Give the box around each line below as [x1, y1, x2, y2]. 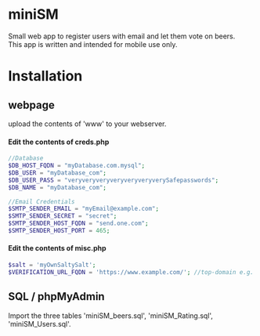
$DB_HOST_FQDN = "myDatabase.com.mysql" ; [8, 162, 146, 170]
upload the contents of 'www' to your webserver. [8, 119, 167, 128]
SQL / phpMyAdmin [8, 290, 105, 303]
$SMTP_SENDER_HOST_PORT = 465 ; [8, 227, 110, 235]
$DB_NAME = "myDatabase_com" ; [8, 183, 107, 191]
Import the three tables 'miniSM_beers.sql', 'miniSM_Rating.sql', [8, 311, 214, 320]
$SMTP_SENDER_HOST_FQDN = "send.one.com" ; [8, 219, 149, 228]
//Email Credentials [8, 197, 76, 205]
